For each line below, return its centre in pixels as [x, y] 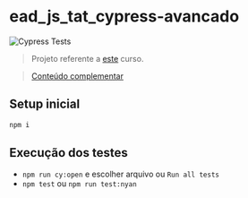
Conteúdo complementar [77, 76]
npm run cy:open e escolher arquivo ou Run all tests [120, 174]
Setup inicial [45, 104]
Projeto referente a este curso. [87, 58]
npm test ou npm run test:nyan [79, 184]
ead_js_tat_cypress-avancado [124, 17]
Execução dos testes [68, 153]
